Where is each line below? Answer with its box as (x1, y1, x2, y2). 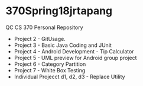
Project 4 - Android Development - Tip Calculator (14, 47, 134, 55)
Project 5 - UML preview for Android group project (14, 54, 137, 61)
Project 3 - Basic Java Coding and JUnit (14, 42, 112, 49)
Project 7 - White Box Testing (14, 66, 86, 74)
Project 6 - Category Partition (14, 60, 86, 68)
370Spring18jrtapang (5, 4, 113, 18)
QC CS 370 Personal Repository (5, 24, 83, 31)
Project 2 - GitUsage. (14, 35, 66, 42)
